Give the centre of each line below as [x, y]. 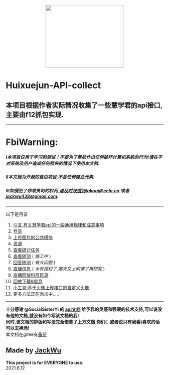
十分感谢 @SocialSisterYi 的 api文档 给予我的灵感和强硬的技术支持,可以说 [82, 309]
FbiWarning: [32, 142]
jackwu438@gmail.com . [32, 196]
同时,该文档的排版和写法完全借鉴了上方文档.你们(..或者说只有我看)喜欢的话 [83, 322]
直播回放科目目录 [31, 275]
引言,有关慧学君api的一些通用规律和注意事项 [58, 225]
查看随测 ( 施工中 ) [32, 256]
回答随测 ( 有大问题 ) [34, 262]
